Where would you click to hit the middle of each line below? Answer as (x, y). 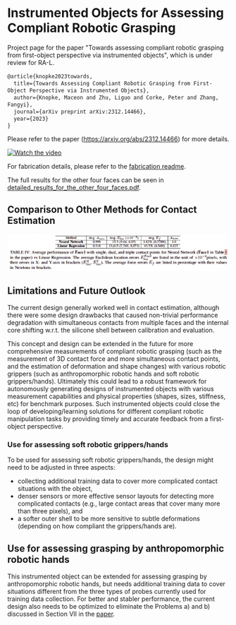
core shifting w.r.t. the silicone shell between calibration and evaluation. (111, 330)
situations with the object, (55, 489)
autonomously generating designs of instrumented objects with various (111, 389)
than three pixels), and (50, 511)
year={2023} (31, 119)
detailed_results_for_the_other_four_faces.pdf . (74, 187)
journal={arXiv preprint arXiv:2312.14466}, (80, 112)
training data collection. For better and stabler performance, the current (111, 599)
